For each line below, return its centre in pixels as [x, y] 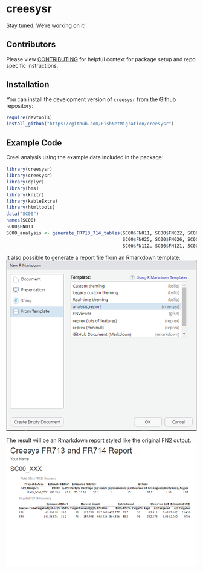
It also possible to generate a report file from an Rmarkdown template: [93, 257]
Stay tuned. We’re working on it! [46, 25]
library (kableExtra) [32, 201]
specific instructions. [32, 65]
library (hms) [23, 188]
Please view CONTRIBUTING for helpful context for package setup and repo [101, 59]
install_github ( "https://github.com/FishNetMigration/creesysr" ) [90, 124]
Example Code [34, 143]
